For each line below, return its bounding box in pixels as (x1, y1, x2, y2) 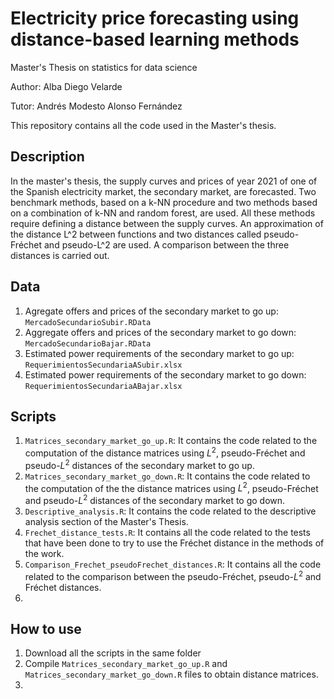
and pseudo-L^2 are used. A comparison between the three (44, 238, 290, 251)
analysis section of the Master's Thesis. (24, 516, 189, 527)
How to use (10, 621, 82, 638)
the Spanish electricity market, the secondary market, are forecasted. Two (10, 185, 317, 197)
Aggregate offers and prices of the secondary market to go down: (24, 326, 297, 338)
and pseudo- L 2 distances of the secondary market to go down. (24, 493, 286, 506)
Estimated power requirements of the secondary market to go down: (24, 368, 307, 381)
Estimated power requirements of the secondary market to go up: (24, 347, 295, 359)
